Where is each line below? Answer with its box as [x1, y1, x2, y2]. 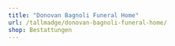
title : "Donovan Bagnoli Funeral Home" [8, 11, 140, 19]
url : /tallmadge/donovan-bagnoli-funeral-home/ [8, 19, 168, 27]
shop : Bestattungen [8, 26, 73, 34]
